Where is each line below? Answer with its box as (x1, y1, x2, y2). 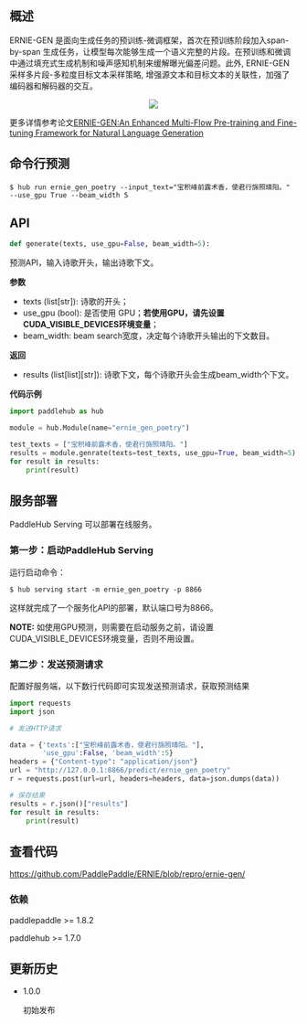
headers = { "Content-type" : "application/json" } (9, 757, 198, 766)
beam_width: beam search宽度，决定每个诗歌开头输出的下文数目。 (22, 330, 275, 341)
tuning (9, 127, 34, 138)
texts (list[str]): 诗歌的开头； (22, 296, 130, 307)
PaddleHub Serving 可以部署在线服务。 (9, 519, 157, 530)
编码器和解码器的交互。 (9, 80, 98, 91)
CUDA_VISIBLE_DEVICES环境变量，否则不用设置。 (9, 633, 199, 644)
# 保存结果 (9, 790, 46, 800)
